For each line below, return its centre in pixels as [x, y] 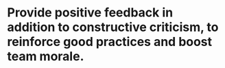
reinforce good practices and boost [110, 42]
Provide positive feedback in [90, 13]
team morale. [46, 57]
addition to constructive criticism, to [113, 27]
